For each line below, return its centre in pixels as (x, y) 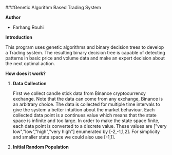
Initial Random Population (41, 147)
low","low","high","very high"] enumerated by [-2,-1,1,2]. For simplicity (86, 131)
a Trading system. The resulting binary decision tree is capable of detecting (85, 53)
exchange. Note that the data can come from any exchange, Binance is (88, 99)
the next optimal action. (30, 63)
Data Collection (30, 83)
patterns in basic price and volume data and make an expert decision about (85, 58)
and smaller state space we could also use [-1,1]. (64, 137)
